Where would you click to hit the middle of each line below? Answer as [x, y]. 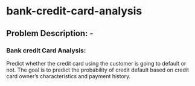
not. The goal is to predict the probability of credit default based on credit [97, 70]
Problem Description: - [50, 33]
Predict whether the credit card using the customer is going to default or [96, 63]
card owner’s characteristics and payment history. [69, 76]
